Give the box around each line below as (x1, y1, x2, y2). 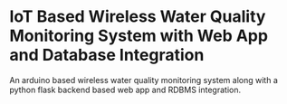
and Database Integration (9, 45, 205, 65)
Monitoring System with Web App (9, 25, 269, 46)
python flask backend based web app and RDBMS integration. (9, 84, 242, 95)
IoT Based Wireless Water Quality (9, 6, 266, 27)
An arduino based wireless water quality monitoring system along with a (9, 74, 278, 85)
